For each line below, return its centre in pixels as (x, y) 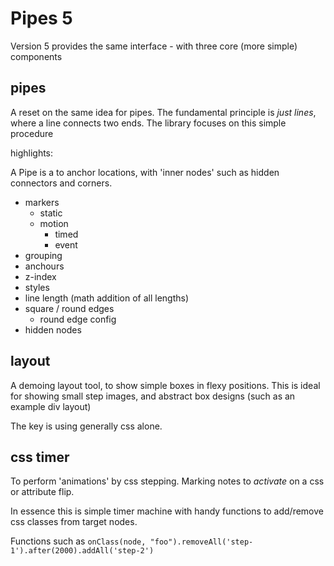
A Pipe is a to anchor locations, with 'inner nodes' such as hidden (145, 172)
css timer (40, 457)
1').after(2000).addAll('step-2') (82, 551)
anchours (44, 266)
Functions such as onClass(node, (78, 541)
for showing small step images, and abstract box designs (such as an (153, 396)
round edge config (78, 319)
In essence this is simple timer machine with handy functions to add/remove (167, 511)
